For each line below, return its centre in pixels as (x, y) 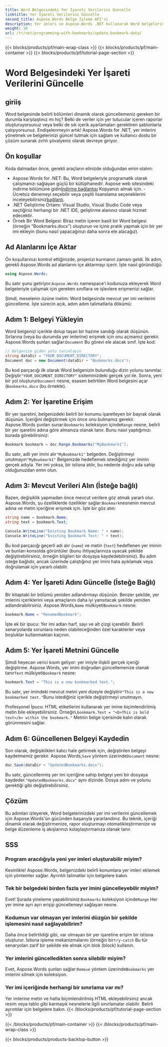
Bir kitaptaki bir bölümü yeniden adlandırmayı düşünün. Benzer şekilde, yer (82, 595)
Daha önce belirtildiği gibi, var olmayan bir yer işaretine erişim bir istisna (79, 935)
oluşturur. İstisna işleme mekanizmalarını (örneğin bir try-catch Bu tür (76, 940)
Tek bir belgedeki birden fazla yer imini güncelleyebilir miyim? (82, 888)
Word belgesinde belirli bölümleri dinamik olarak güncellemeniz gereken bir (83, 114)
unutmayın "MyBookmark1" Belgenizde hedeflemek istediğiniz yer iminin (77, 459)
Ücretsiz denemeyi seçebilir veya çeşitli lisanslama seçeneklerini (79, 194)
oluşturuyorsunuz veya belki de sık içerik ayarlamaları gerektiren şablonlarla (83, 125)
